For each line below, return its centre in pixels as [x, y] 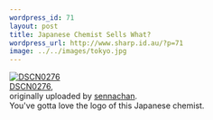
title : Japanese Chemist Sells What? [80, 34]
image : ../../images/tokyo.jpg [68, 51]
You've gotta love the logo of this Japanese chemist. [107, 106]
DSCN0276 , [32, 87]
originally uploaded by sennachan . [74, 97]
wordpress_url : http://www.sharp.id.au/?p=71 [96, 43]
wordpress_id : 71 [42, 18]
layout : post [34, 26]
